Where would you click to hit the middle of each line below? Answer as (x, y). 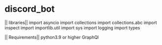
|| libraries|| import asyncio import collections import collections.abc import (81, 22)
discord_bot (30, 9)
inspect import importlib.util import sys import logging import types (72, 27)
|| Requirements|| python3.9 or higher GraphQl (52, 37)
